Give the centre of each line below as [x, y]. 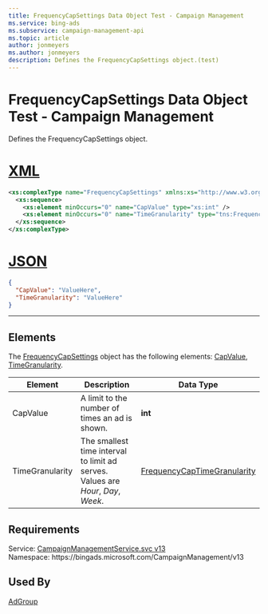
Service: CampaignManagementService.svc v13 [87, 549]
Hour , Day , [100, 491]
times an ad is [106, 418]
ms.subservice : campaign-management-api [77, 30]
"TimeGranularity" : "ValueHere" [69, 297]
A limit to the [104, 398]
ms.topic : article [39, 38]
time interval [104, 451]
